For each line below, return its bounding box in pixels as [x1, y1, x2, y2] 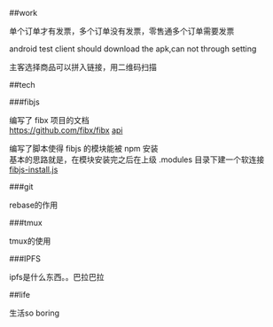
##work [9, 8, 38, 18]
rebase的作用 [9, 199, 58, 210]
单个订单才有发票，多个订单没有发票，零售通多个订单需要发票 [9, 26, 235, 36]
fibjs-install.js [9, 164, 58, 175]
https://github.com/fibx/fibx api [9, 125, 123, 136]
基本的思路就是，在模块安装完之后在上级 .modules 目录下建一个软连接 [9, 154, 265, 165]
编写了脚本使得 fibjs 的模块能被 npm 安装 [9, 144, 159, 153]
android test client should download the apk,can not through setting [9, 43, 257, 54]
